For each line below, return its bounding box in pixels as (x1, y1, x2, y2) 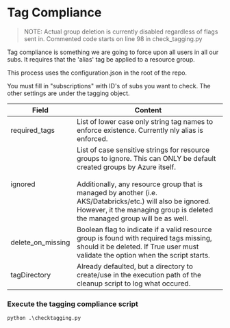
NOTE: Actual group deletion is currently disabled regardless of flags (23, 27, 218, 36)
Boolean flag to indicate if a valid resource (76, 225, 212, 234)
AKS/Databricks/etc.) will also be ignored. (76, 197, 211, 206)
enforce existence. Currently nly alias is (76, 125, 204, 135)
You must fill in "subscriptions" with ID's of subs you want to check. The (7, 81, 211, 90)
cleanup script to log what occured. (76, 279, 191, 288)
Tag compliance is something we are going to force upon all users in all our (7, 48, 219, 56)
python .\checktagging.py (7, 315, 81, 322)
